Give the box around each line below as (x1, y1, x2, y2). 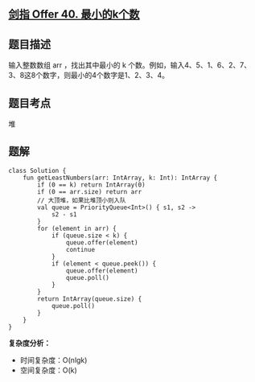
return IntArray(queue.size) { (37, 294, 142, 303)
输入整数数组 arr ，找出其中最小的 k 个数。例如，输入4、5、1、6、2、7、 (8, 60, 252, 70)
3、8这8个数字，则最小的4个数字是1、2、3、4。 (8, 71, 169, 80)
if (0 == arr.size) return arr (37, 187, 142, 195)
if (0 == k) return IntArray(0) (37, 180, 146, 189)
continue (65, 245, 95, 253)
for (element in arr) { (37, 224, 117, 232)
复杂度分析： (8, 338, 51, 347)
